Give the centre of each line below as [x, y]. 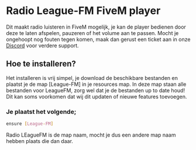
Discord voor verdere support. [42, 46]
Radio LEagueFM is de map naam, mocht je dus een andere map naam [91, 135]
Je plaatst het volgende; [41, 111]
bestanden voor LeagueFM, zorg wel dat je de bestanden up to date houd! [96, 90]
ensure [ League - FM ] [30, 124]
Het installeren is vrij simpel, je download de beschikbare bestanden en [92, 78]
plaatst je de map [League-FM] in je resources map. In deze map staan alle [96, 84]
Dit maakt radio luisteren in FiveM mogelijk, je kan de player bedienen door [96, 27]
